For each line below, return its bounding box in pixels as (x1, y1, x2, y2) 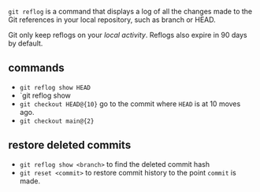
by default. (8, 39, 43, 48)
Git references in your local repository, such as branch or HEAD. (8, 15, 216, 24)
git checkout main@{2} (19, 117, 95, 125)
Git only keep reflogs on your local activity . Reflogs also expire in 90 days (8, 31, 247, 39)
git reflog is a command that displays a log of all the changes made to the (8, 7, 253, 16)
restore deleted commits (8, 138, 132, 152)
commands (8, 61, 65, 75)
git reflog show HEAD (19, 83, 91, 91)
